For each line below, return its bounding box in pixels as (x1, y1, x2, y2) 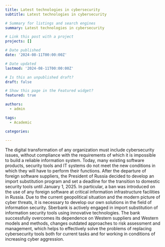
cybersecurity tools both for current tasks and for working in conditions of (5, 231, 156, 237)
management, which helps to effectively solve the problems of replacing (5, 226, 152, 232)
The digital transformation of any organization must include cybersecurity (5, 147, 155, 153)
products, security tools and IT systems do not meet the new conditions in (5, 163, 156, 168)
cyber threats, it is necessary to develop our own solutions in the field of (5, 200, 152, 206)
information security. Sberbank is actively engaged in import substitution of (5, 205, 158, 210)
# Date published (5, 48, 41, 53)
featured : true (5, 93, 36, 98)
